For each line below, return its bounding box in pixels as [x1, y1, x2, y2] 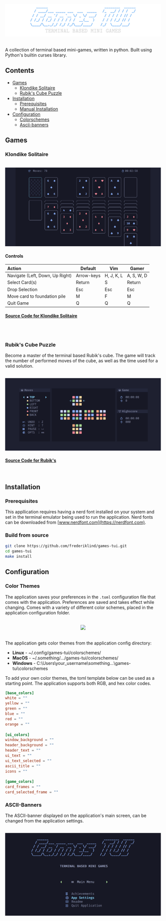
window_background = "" [5, 737, 54, 743]
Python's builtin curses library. [5, 52, 67, 58]
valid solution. [5, 363, 34, 369]
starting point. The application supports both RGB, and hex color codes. [5, 680, 152, 686]
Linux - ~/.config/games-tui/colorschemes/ [12, 650, 101, 655]
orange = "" [5, 722, 30, 727]
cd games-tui [5, 549, 32, 554]
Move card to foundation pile [7, 293, 66, 299]
